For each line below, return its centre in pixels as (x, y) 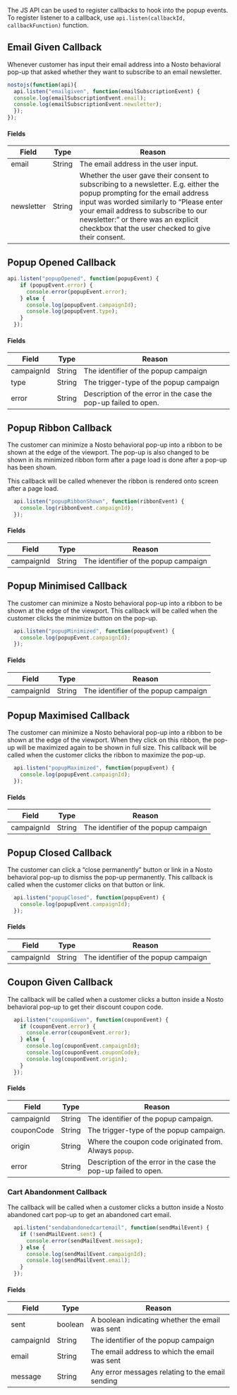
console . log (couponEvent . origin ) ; (77, 1059)
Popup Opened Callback (62, 262)
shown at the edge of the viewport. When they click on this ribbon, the (110, 740)
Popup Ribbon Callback (60, 427)
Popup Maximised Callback (69, 716)
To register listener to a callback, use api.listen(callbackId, (96, 18)
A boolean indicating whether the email (156, 1320)
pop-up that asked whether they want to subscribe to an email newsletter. (115, 72)
